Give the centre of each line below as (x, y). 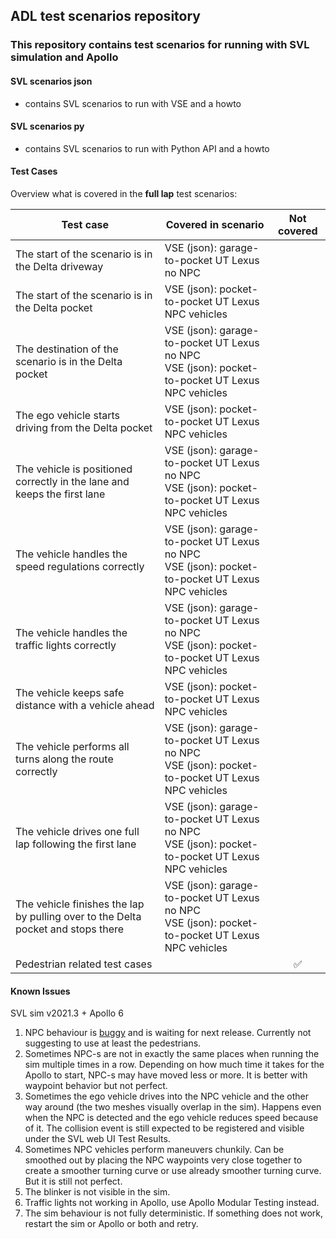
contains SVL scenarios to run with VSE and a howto (133, 103)
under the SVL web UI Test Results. (97, 1139)
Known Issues (40, 991)
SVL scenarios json (51, 81)
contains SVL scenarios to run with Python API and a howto (147, 148)
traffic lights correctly (66, 645)
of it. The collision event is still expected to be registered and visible (164, 1128)
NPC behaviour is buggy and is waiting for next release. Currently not (168, 1033)
